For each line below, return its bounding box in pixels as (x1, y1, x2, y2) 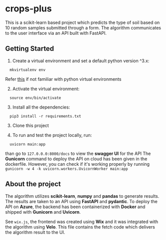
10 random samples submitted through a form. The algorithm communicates (5, 24, 162, 30)
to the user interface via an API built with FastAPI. (5, 30, 107, 36)
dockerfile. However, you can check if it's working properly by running (5, 161, 150, 167)
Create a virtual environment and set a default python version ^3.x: (12, 58, 150, 64)
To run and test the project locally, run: (12, 132, 92, 138)
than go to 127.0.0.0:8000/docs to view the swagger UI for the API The (5, 150, 151, 156)
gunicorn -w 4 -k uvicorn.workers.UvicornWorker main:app (5, 166, 128, 171)
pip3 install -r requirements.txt (9, 114, 81, 119)
